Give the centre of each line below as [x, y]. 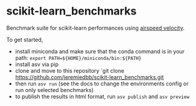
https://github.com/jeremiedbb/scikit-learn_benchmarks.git [89, 77]
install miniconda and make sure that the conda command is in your [100, 51]
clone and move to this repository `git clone [70, 70]
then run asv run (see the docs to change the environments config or [102, 84]
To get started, [25, 39]
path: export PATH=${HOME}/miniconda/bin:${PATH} [78, 58]
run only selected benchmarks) [54, 90]
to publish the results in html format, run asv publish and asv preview [102, 96]
